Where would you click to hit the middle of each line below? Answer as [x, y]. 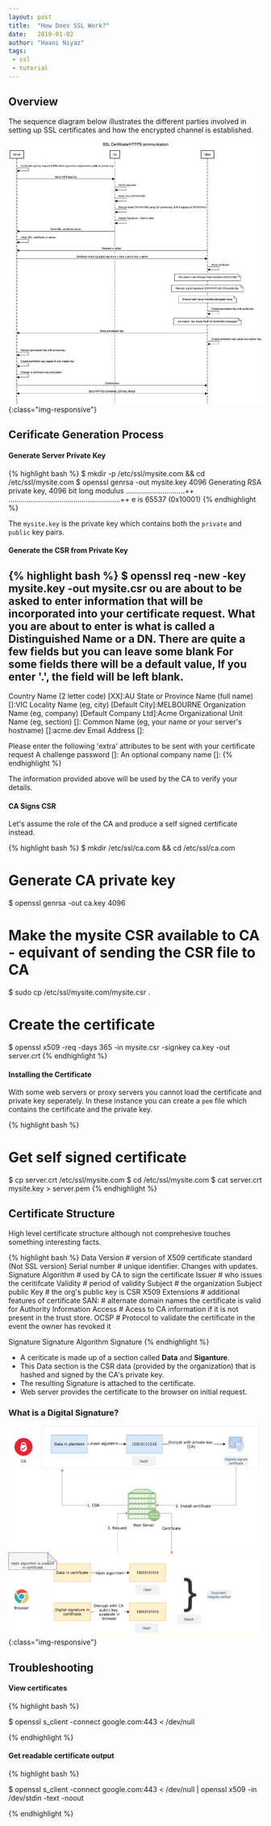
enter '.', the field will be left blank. [96, 677]
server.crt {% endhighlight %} [58, 1055]
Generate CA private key [92, 881]
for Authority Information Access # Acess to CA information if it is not [124, 1309]
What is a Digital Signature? [64, 1413]
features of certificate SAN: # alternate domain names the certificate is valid [135, 1300]
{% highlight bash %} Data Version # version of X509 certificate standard [130, 1257]
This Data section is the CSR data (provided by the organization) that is [138, 1366]
